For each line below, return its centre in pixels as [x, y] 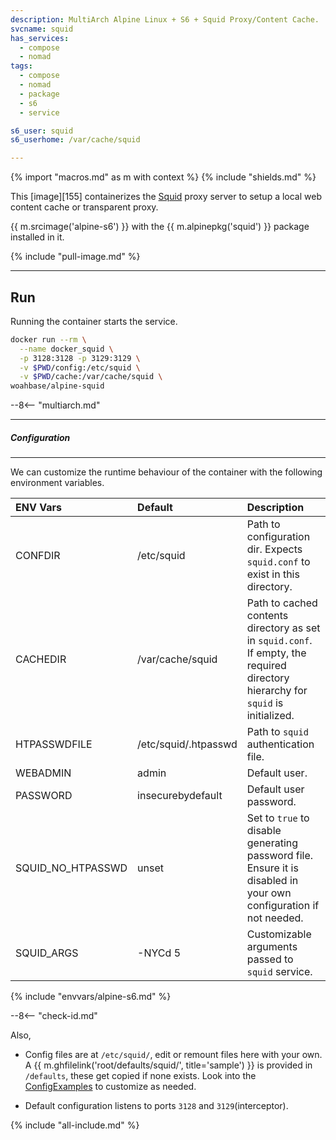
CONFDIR [38, 556]
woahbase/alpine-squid [57, 386]
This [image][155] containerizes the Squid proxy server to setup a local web [166, 197]
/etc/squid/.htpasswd [187, 744]
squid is [265, 703]
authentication [280, 744]
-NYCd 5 [159, 953]
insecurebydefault [180, 796]
